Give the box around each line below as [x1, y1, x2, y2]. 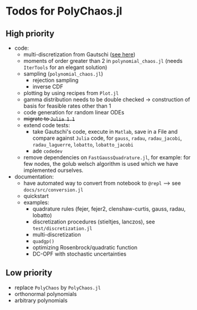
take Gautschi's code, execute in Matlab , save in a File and [32, 128, 178, 135]
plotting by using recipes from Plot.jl [23, 90, 119, 96]
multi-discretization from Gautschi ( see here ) [23, 51, 136, 58]
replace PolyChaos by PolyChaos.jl [14, 283, 101, 291]
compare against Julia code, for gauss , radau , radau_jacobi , [32, 134, 182, 142]
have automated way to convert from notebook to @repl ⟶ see [23, 180, 181, 186]
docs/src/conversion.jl [23, 187, 84, 193]
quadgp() [32, 239, 55, 245]
